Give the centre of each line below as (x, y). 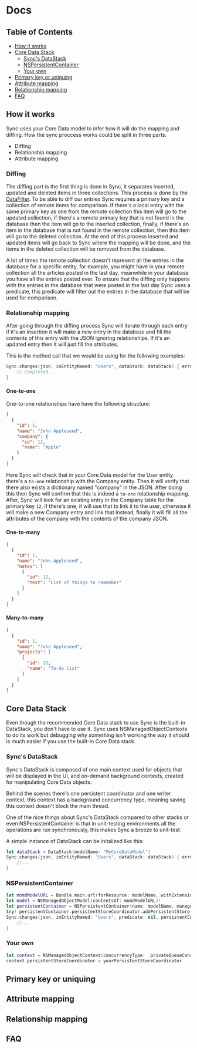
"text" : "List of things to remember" (74, 583)
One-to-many (23, 532)
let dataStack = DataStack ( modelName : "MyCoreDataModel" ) (78, 852)
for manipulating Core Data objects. (49, 782)
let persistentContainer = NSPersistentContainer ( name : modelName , (90, 907)
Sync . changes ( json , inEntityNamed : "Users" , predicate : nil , (82, 917)
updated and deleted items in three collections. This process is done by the (97, 193)
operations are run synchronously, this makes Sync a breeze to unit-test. (94, 830)
